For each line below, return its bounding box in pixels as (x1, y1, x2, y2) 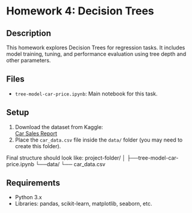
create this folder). (14, 142, 61, 149)
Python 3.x (14, 194, 42, 201)
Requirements (6, 178, 60, 188)
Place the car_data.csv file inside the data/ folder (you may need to (14, 136, 183, 143)
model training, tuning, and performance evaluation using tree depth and (6, 50, 187, 58)
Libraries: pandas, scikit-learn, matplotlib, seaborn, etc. (14, 200, 152, 208)
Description (6, 28, 51, 38)
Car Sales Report (14, 130, 57, 137)
